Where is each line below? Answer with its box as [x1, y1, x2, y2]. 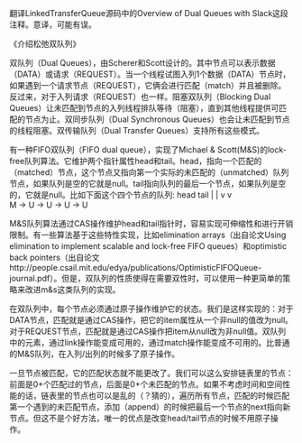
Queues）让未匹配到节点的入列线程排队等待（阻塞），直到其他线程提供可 [9, 103, 279, 113]
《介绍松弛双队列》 [9, 39, 81, 49]
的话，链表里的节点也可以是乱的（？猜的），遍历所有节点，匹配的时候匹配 [16, 391, 290, 401]
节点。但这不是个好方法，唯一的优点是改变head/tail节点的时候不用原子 [9, 413, 271, 423]
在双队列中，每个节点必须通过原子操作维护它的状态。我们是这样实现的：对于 [9, 303, 294, 314]
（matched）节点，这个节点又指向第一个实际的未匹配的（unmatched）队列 [9, 167, 289, 178]
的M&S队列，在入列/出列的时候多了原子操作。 [9, 348, 180, 359]
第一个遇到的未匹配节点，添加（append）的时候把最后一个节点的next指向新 [9, 401, 291, 412]
